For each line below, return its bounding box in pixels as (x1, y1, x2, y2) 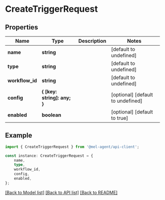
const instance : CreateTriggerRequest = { (5, 153, 93, 158)
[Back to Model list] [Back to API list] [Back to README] (5, 189, 118, 195)
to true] (111, 114, 129, 121)
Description (78, 38, 107, 44)
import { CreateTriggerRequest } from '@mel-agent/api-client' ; (5, 144, 139, 149)
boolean (41, 112, 61, 118)
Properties (5, 23, 38, 31)
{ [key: (41, 88, 57, 95)
